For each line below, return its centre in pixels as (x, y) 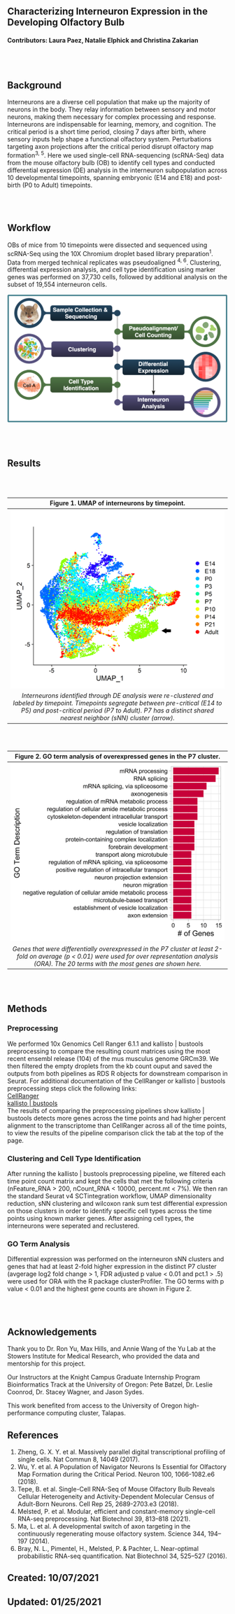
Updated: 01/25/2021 (54, 1602)
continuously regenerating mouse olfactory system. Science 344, (112, 1534)
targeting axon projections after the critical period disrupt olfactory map (111, 147)
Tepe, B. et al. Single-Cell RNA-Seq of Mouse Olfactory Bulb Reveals (116, 1489)
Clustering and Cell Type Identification (74, 1158)
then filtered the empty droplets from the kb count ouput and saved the (110, 1066)
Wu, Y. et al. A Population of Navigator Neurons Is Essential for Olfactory (122, 1467)
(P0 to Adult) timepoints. (57, 185)
